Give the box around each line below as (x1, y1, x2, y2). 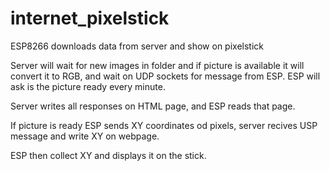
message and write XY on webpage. (10, 130, 160, 142)
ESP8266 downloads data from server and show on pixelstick (10, 40, 265, 52)
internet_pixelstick (10, 7, 170, 30)
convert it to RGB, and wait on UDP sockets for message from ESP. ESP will (10, 70, 321, 82)
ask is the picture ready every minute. (10, 80, 166, 92)
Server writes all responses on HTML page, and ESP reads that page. (10, 100, 296, 112)
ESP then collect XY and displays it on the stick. (10, 149, 207, 161)
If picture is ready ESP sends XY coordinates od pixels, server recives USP (10, 119, 318, 131)
